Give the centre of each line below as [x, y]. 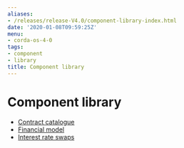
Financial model [41, 129]
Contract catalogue [46, 122]
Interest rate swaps [46, 137]
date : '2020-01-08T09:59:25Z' [52, 27]
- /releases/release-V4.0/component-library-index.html [92, 21]
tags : [15, 47]
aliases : [20, 14]
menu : [15, 34]
